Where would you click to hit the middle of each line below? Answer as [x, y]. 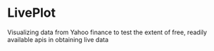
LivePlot [32, 13]
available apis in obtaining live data [58, 39]
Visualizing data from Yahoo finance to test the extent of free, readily [107, 32]
